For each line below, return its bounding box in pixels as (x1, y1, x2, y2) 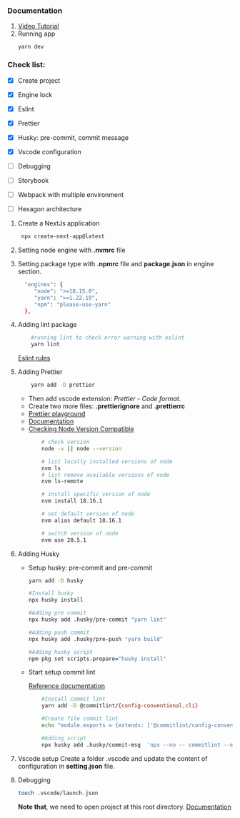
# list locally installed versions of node (41, 458, 173, 465)
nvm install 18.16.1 (41, 498, 103, 505)
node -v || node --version (41, 445, 122, 452)
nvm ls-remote (41, 478, 84, 485)
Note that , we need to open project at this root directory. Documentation (17, 802, 232, 811)
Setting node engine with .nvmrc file (17, 246, 126, 255)
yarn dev (17, 44, 44, 51)
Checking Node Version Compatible (28, 425, 134, 433)
